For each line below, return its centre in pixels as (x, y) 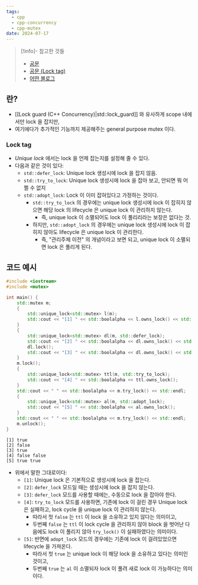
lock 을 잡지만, (43, 121)
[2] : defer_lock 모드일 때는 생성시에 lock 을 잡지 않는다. (89, 487)
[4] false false (26, 456)
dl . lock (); (41, 347)
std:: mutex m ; (34, 303)
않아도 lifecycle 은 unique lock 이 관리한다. (93, 232)
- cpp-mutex (26, 28)
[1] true (17, 440)
